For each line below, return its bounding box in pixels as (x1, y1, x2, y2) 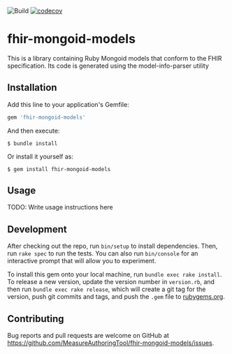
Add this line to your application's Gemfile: (7, 100, 129, 108)
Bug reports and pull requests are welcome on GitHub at (7, 332, 170, 340)
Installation (7, 82, 57, 94)
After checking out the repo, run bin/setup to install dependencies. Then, (7, 242, 218, 251)
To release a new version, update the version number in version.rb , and (7, 278, 215, 286)
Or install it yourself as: (7, 152, 73, 161)
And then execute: (7, 126, 60, 135)
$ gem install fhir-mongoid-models (7, 165, 111, 172)
